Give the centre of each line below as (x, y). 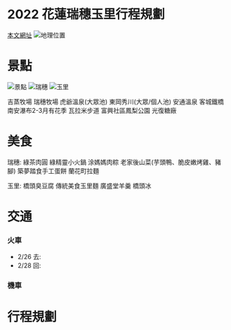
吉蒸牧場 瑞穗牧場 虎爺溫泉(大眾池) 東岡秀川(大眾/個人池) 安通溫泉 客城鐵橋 (116, 102)
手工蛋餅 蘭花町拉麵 (71, 171)
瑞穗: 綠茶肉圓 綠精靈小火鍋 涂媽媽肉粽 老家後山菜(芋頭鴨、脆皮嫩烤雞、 (111, 162)
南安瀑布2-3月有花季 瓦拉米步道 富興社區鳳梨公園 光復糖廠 (92, 110)
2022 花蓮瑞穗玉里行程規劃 (86, 14)
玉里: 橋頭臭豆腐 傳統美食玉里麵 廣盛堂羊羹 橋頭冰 (79, 186)
